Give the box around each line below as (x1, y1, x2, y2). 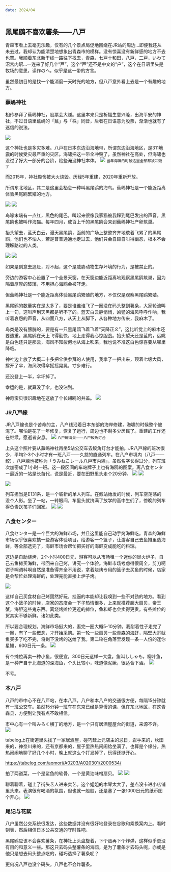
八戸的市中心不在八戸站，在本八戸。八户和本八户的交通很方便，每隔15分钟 (5, 697, 161, 703)
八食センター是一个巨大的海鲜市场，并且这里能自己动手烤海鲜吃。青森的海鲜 (5, 530, 166, 536)
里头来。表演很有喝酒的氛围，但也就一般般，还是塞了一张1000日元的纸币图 (5, 787, 163, 793)
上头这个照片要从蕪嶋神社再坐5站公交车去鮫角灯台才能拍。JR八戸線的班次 (5, 445, 161, 452)
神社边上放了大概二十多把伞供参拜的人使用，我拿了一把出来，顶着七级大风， (5, 356, 166, 362)
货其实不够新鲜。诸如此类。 (5, 613, 64, 619)
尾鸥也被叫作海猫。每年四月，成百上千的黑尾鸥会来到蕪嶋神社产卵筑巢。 (5, 218, 157, 225)
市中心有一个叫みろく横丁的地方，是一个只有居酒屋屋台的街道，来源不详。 (5, 720, 161, 727)
